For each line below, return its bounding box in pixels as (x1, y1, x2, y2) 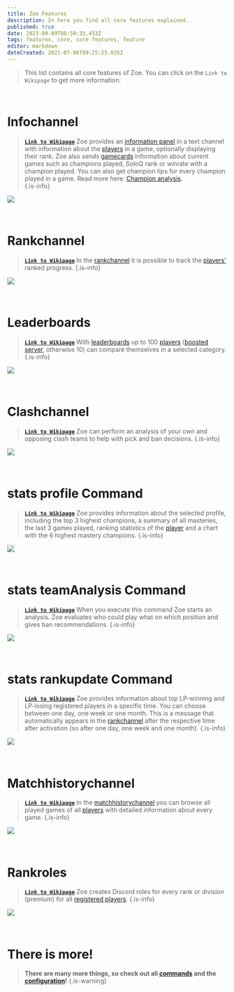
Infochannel (7, 114, 79, 130)
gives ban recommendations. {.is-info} (24, 620, 136, 628)
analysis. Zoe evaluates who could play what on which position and (24, 613, 219, 621)
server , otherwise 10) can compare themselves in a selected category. (24, 345, 227, 353)
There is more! (7, 946, 94, 962)
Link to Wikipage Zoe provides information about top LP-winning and (24, 694, 225, 703)
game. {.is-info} (24, 813, 70, 822)
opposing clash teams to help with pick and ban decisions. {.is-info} (24, 434, 220, 443)
